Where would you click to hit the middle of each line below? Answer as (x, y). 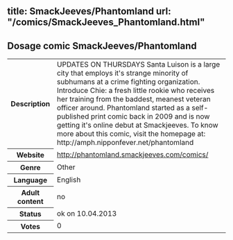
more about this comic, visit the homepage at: (131, 134)
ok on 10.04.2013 (87, 213)
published (73, 117)
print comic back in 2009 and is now (150, 117)
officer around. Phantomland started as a (123, 108)
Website (31, 155)
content (30, 201)
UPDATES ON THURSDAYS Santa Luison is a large (138, 65)
